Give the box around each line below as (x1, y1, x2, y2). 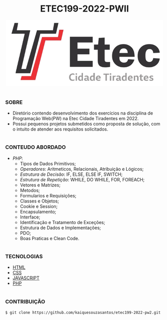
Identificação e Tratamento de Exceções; (20, 219, 106, 225)
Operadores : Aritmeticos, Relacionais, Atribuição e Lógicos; (20, 166, 144, 172)
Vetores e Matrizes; (20, 182, 61, 188)
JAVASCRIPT (12, 275, 40, 281)
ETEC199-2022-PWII (40, 3, 129, 15)
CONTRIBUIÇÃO (5, 298, 45, 305)
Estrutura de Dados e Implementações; (20, 225, 102, 231)
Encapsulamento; (20, 208, 56, 215)
